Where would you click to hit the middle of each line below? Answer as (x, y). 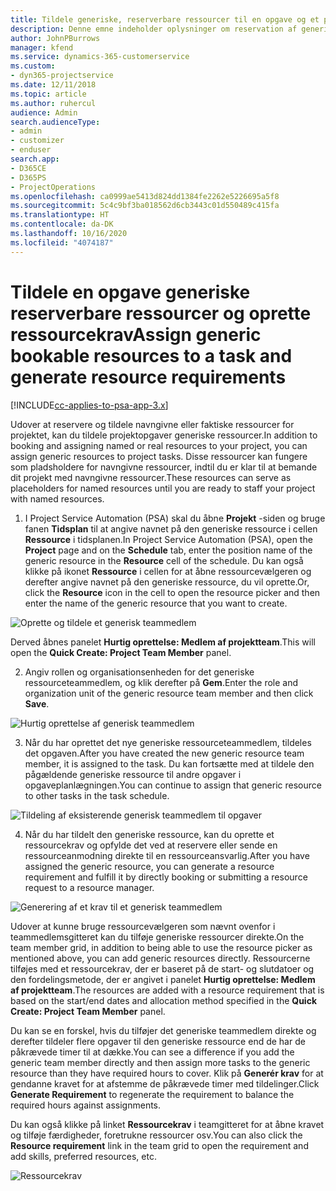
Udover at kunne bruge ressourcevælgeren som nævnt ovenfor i (143, 926)
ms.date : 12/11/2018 (53, 85)
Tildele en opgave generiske (130, 292)
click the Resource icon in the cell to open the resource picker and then (172, 592)
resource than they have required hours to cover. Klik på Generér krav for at (167, 1073)
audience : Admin (44, 112)
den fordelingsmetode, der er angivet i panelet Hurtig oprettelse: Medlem (163, 979)
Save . (37, 703)
